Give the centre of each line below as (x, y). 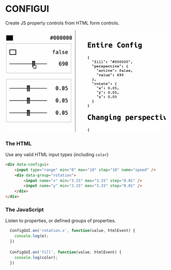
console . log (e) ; (32, 236)
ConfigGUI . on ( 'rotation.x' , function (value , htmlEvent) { (73, 231)
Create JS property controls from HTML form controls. (62, 23)
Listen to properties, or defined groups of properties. (61, 221)
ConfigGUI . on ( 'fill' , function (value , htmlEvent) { (66, 252)
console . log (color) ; (36, 257)
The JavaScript (25, 210)
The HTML (19, 143)
